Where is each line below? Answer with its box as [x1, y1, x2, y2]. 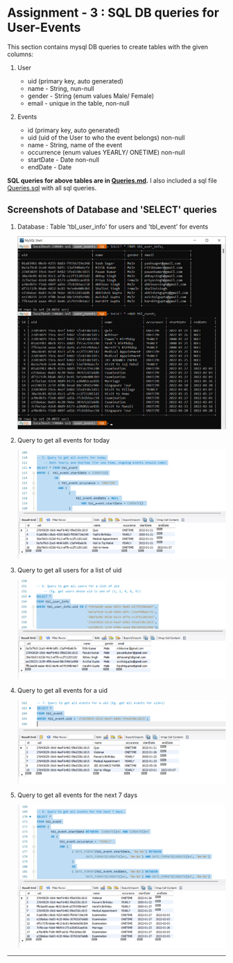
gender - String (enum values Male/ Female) [27, 92, 155, 100]
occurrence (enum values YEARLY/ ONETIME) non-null [27, 148, 185, 156]
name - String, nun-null [27, 84, 95, 92]
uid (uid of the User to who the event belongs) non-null [27, 133, 185, 142]
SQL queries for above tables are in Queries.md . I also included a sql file [7, 176, 217, 185]
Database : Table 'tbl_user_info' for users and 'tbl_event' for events [17, 222, 209, 231]
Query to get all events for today [17, 436, 110, 445]
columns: [7, 50, 34, 58]
